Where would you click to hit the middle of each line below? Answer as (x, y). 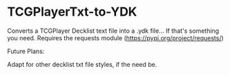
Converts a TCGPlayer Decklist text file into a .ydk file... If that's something (113, 31)
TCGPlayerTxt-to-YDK (72, 12)
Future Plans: (26, 51)
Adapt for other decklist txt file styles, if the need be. (82, 64)
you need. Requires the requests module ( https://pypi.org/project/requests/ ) (116, 37)
